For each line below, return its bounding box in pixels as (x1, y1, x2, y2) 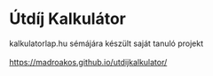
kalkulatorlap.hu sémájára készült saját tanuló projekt (9, 38, 204, 49)
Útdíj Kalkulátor (9, 9, 126, 29)
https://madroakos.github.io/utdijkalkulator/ (9, 57, 168, 67)
